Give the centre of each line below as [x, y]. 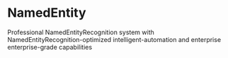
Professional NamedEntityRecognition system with [81, 32]
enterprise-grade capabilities [50, 47]
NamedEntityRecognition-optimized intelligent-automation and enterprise [114, 39]
